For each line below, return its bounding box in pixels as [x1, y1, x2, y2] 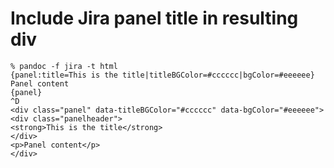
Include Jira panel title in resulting [10, 7, 299, 30]
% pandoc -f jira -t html [10, 61, 118, 71]
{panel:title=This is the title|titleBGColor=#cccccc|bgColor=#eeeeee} [10, 70, 315, 80]
